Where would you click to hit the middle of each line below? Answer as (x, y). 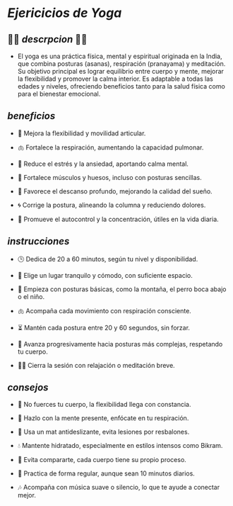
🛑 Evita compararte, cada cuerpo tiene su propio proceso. (102, 460)
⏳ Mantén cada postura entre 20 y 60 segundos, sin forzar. (104, 327)
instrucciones (38, 241)
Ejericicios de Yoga (65, 13)
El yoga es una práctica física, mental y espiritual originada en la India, (120, 56)
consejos (28, 388)
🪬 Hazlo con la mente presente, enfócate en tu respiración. (103, 418)
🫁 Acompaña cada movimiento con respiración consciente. (104, 310)
